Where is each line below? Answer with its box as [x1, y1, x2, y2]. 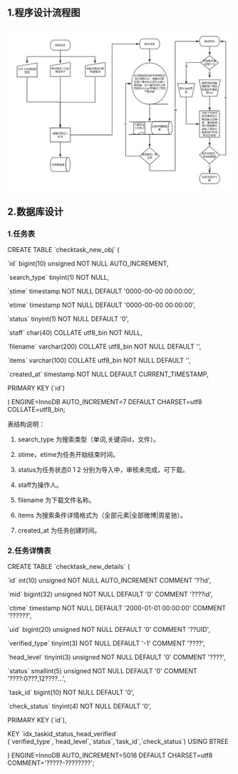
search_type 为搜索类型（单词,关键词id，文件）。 [17, 435, 160, 444]
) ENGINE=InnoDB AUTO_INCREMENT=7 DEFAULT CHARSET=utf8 [7, 398, 202, 406]
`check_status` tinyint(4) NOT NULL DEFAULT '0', [7, 702, 152, 710]
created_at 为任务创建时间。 [17, 526, 101, 535]
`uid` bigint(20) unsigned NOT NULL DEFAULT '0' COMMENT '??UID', [7, 625, 210, 634]
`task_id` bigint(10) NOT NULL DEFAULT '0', [7, 688, 135, 697]
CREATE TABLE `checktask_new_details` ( [7, 563, 130, 571]
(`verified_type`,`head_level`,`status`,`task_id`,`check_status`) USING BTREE [7, 738, 229, 746]
